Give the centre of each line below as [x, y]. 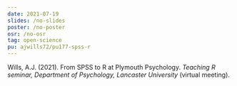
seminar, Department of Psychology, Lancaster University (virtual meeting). [119, 75]
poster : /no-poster [36, 27]
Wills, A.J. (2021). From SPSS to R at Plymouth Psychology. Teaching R [112, 67]
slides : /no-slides [36, 21]
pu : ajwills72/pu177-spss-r [49, 47]
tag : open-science [35, 41]
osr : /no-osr [27, 34]
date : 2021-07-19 [33, 14]
